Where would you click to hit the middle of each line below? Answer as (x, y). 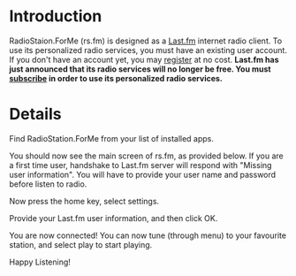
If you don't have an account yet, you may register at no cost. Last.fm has (144, 59)
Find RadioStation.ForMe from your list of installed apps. (112, 138)
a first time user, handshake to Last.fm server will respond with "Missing (140, 165)
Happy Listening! (40, 262)
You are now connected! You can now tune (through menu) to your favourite (148, 235)
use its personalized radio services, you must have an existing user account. (148, 50)
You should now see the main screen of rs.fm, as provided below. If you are (147, 156)
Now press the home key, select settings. (84, 201)
